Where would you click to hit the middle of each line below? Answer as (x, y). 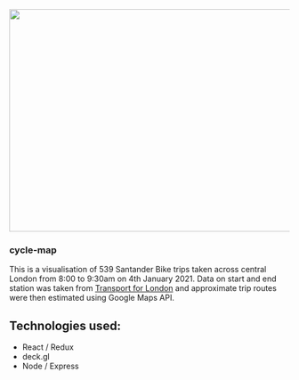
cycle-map (33, 250)
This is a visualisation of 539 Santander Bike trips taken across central (138, 270)
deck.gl (36, 357)
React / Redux (48, 347)
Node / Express (51, 366)
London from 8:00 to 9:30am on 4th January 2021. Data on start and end (143, 279)
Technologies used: (65, 325)
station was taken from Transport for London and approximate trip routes (143, 288)
